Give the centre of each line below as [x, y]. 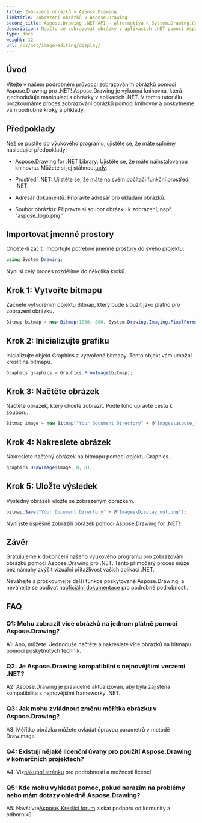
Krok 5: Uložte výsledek [52, 486]
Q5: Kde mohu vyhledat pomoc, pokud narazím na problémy [96, 788]
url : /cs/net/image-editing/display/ [54, 46]
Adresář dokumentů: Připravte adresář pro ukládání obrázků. [90, 197]
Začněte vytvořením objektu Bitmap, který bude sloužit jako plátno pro [93, 305]
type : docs [20, 34]
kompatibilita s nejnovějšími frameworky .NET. [63, 693]
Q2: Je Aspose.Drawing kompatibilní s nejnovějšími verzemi [96, 667]
